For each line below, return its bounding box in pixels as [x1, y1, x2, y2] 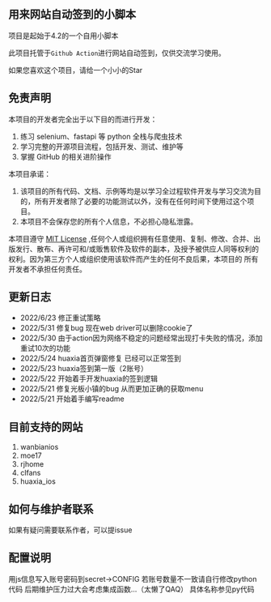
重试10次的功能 [19, 344, 71, 353]
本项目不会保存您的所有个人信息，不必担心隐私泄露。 [19, 216, 198, 226]
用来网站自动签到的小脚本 [8, 7, 136, 22]
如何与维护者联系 [8, 502, 94, 516]
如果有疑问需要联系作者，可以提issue [8, 525, 133, 535]
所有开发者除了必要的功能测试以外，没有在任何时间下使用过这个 [34, 196, 248, 206]
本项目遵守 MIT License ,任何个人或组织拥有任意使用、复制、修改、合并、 [8, 233, 254, 243]
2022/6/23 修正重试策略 [19, 313, 101, 322]
